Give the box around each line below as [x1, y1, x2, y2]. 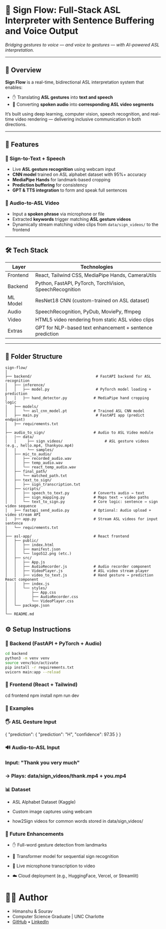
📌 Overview [5, 66, 41, 75]
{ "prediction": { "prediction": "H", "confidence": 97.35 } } [5, 731, 121, 737]
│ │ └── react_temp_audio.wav [5, 465, 77, 470]
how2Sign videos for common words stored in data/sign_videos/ [12, 818, 143, 824]
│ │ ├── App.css [5, 590, 56, 595]
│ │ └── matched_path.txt [5, 474, 68, 479]
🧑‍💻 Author [5, 892, 48, 903]
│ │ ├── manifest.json [5, 547, 61, 552]
